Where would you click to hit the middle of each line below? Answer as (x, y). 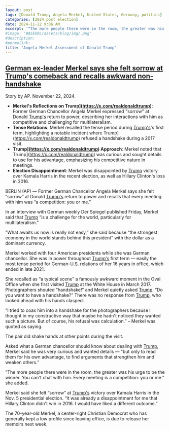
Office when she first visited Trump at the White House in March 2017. (78, 284)
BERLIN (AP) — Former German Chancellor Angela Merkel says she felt (80, 191)
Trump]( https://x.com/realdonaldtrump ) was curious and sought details (87, 155)
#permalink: (18, 43)
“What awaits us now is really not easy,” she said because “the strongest (81, 232)
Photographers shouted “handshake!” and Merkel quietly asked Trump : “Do (84, 290)
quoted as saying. (24, 327)
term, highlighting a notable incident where (57, 133)
